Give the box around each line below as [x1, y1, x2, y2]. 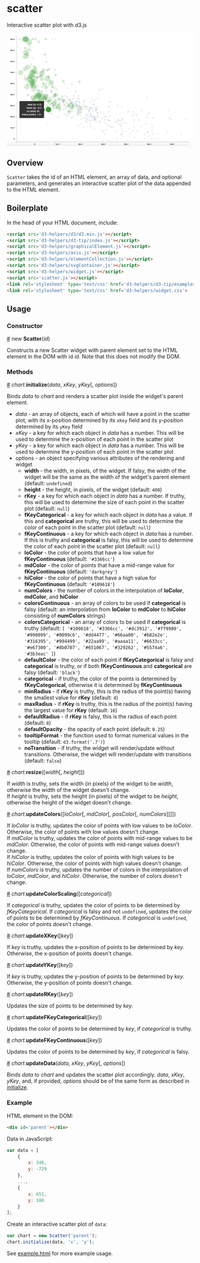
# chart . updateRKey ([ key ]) [7, 991, 74, 998]
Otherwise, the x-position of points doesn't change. [7, 950, 133, 957]
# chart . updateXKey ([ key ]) [7, 932, 74, 939]
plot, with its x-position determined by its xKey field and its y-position [15, 417, 183, 424]
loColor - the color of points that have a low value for [24, 549, 155, 556]
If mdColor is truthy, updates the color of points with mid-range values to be [7, 835, 193, 842]
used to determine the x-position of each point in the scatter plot [15, 435, 174, 443]
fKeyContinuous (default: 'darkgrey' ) [24, 568, 118, 575]
